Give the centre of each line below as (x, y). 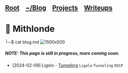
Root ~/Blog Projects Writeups (59, 8)
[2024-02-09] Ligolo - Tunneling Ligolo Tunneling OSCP (67, 65)
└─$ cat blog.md (22, 42)
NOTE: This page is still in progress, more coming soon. (62, 53)
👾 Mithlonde (30, 29)
